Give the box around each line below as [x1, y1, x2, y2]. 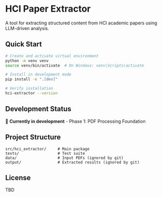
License [5, 173, 31, 182]
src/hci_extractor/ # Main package [5, 146, 90, 151]
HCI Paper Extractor [5, 3, 91, 15]
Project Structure [5, 133, 61, 142]
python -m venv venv [5, 58, 49, 63]
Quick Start [5, 40, 42, 49]
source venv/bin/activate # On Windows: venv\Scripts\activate [5, 63, 144, 68]
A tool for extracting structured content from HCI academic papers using [5, 20, 157, 26]
